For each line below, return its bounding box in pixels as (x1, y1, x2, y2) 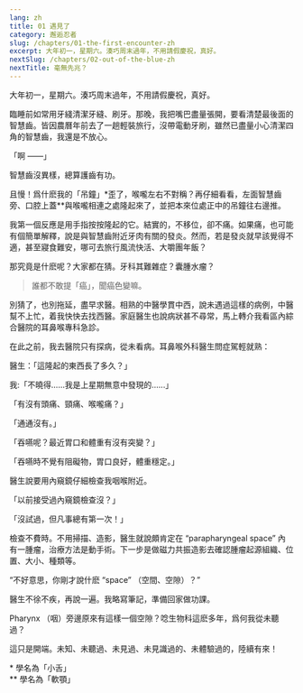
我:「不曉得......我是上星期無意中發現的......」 (9, 379, 174, 390)
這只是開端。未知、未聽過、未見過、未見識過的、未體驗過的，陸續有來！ (9, 642, 278, 654)
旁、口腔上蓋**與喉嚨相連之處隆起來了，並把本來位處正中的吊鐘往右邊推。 (9, 199, 287, 210)
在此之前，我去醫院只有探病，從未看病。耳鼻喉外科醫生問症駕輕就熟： (9, 340, 271, 352)
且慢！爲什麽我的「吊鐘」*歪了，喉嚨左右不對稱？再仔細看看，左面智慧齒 (9, 189, 282, 199)
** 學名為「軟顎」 (9, 673, 75, 684)
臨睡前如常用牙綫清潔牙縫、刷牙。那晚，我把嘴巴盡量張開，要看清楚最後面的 (9, 108, 294, 119)
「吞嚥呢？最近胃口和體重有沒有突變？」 (9, 437, 160, 448)
